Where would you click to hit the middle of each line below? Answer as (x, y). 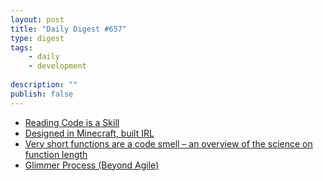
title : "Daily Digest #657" (69, 29)
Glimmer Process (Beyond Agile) (92, 165)
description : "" (44, 85)
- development (57, 66)
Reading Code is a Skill (72, 122)
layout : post (37, 19)
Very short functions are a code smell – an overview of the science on (168, 143)
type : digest (37, 38)
